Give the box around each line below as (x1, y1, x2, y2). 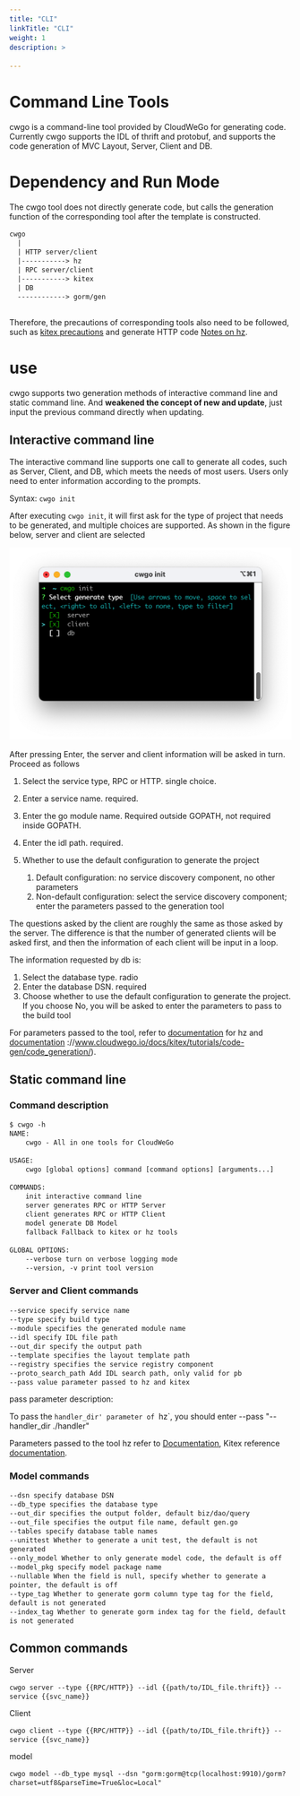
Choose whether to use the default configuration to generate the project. (21, 990, 291, 1001)
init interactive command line (25, 1192, 142, 1201)
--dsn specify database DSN (9, 1491, 115, 1500)
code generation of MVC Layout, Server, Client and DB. (9, 141, 213, 151)
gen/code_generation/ (9, 1046, 91, 1057)
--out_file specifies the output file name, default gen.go (9, 1518, 239, 1527)
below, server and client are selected (9, 529, 146, 540)
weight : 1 (9, 33, 47, 42)
